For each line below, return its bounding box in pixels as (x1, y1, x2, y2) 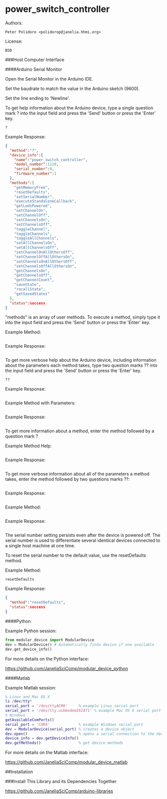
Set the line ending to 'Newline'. (5, 95, 70, 101)
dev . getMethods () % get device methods (5, 740, 123, 746)
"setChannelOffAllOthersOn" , (14, 254, 75, 259)
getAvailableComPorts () (5, 717, 55, 722)
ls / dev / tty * (5, 699, 32, 704)
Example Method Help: (5, 443, 52, 449)
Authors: (5, 20, 23, 26)
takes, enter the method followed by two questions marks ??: (5, 476, 130, 482)
